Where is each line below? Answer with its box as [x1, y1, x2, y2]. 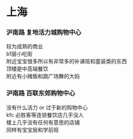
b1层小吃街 [6, 50, 33, 57]
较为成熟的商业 [6, 43, 43, 50]
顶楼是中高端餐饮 [6, 65, 49, 72]
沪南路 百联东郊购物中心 [6, 89, 75, 97]
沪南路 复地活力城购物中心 [6, 28, 82, 36]
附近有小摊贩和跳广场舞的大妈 [6, 73, 80, 80]
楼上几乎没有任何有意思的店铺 [6, 119, 80, 126]
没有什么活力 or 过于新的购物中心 [6, 104, 88, 111]
